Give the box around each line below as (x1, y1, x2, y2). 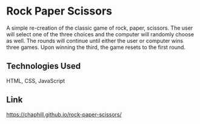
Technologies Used (6, 61, 81, 71)
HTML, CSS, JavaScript (6, 77, 65, 84)
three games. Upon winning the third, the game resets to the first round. (6, 44, 186, 51)
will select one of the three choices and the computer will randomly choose (6, 30, 195, 38)
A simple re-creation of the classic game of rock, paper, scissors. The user (6, 24, 193, 31)
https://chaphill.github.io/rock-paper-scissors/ (6, 111, 122, 118)
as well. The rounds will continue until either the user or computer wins (6, 37, 184, 44)
